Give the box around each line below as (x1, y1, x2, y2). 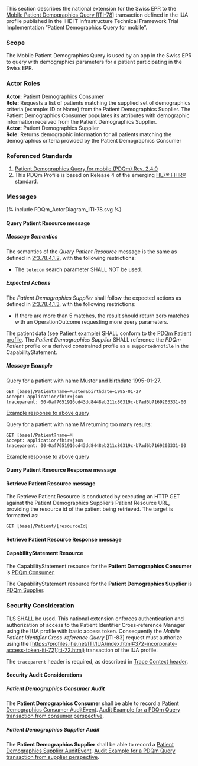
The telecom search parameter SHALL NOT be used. (14, 266, 142, 273)
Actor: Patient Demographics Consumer (6, 93, 105, 100)
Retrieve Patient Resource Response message (6, 536, 122, 543)
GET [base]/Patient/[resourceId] (6, 523, 89, 529)
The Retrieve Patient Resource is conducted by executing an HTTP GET (6, 493, 180, 500)
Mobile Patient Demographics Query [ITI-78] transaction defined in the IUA (6, 11, 189, 18)
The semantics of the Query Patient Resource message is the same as (6, 248, 177, 255)
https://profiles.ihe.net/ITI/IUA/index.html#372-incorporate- (31, 640, 177, 647)
